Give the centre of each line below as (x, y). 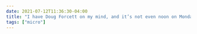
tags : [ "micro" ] (26, 22)
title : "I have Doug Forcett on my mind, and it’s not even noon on (91, 17)
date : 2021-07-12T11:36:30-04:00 (47, 11)
